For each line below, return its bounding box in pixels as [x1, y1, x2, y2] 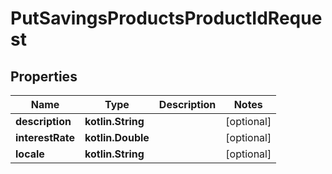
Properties [10, 68, 78, 85]
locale [15, 147, 45, 161]
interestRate [15, 131, 75, 144]
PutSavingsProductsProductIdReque [10, 7, 323, 30]
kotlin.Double [84, 131, 150, 144]
